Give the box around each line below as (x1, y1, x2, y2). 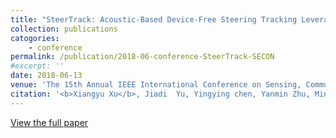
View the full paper (10, 116, 89, 128)
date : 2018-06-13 (10, 71, 83, 81)
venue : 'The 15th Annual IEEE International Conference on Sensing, (10, 80, 302, 90)
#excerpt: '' (10, 61, 65, 71)
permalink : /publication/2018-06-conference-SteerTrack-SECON (10, 52, 275, 62)
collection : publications (10, 24, 118, 34)
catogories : (10, 33, 60, 43)
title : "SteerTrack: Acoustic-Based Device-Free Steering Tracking (10, 14, 298, 25)
